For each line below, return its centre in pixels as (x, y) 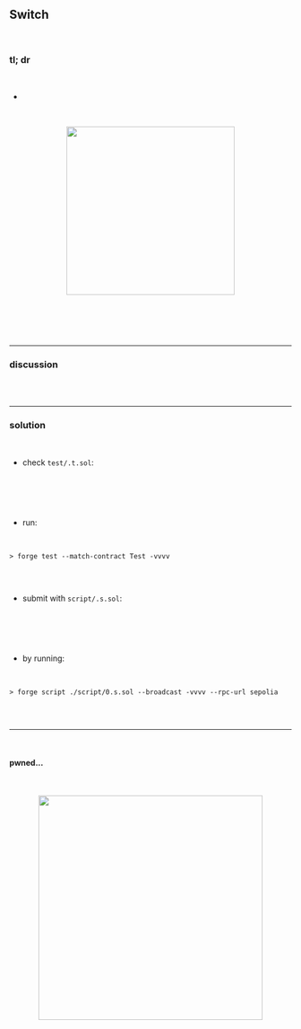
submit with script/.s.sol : (72, 598)
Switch (29, 15)
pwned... (26, 763)
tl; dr (20, 59)
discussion (34, 365)
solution (28, 426)
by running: (43, 658)
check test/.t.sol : (58, 462)
